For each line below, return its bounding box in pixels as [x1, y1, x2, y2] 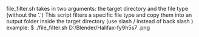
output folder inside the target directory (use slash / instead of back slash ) [6, 18, 194, 24]
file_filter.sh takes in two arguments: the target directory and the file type [6, 5, 189, 12]
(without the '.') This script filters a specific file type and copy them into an [6, 11, 192, 18]
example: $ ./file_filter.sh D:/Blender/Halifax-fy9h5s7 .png [6, 24, 150, 31]
